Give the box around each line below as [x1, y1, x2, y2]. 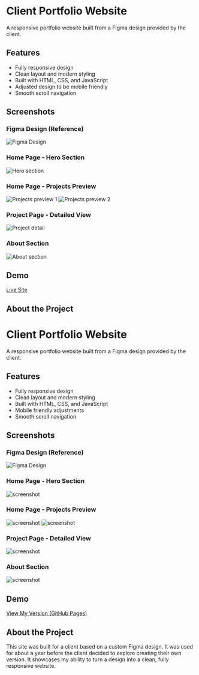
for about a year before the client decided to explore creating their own [6, 650, 182, 657]
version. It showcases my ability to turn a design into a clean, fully [6, 656, 169, 663]
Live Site [6, 286, 28, 294]
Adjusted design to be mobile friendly [14, 83, 108, 90]
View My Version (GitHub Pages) [6, 610, 88, 617]
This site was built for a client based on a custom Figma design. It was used [6, 643, 194, 650]
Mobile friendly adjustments [14, 407, 85, 414]
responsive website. [6, 662, 56, 670]
